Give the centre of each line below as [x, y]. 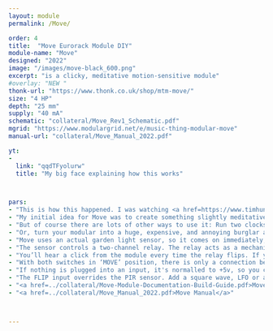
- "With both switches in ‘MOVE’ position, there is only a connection [132, 263]
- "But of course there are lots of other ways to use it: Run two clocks [138, 225]
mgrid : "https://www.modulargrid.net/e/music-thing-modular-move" [123, 129]
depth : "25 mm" [34, 106]
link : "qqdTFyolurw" [50, 166]
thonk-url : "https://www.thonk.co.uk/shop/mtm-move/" [102, 91]
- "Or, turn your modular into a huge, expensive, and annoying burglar [134, 232]
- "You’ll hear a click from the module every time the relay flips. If [134, 255]
